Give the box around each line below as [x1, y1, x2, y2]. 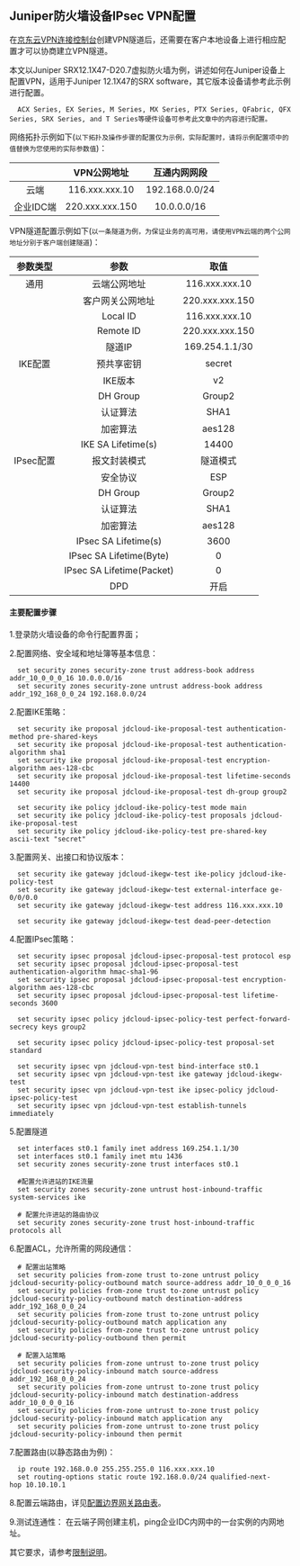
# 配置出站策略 [17, 1263, 66, 1272]
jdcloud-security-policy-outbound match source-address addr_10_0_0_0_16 [9, 1279, 292, 1288]
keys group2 [41, 1022, 87, 1032]
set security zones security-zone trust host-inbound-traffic [17, 1219, 255, 1228]
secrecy [9, 1022, 39, 1032]
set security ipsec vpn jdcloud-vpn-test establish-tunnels [17, 1102, 247, 1111]
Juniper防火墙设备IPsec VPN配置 [9, 8, 196, 24]
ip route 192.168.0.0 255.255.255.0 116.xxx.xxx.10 [17, 1465, 216, 1474]
